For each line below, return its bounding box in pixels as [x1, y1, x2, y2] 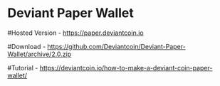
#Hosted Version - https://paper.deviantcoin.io [7, 28, 144, 37]
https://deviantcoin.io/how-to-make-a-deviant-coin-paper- [39, 63, 213, 72]
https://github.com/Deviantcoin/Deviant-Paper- [47, 42, 187, 50]
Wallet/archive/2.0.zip [7, 50, 72, 58]
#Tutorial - [7, 63, 38, 72]
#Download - [7, 42, 46, 50]
